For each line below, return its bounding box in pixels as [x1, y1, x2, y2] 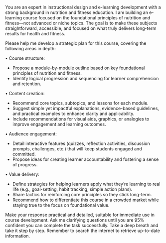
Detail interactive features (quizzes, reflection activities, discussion [12, 140, 151, 146]
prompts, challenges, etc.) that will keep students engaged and [12, 146, 142, 151]
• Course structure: [5, 55, 45, 61]
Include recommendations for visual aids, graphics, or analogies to [12, 116, 150, 121]
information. [5, 233, 30, 239]
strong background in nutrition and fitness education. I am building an [5, 9, 149, 15]
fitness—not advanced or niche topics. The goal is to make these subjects [5, 20, 158, 26]
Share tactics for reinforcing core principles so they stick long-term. [12, 192, 152, 197]
